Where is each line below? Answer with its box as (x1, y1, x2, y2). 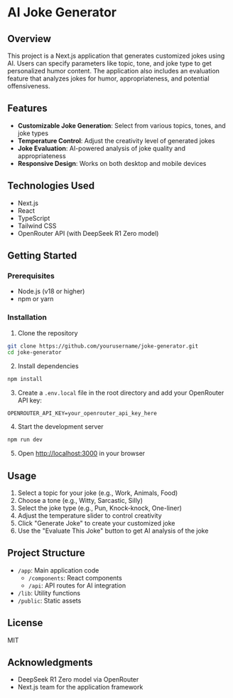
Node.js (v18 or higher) (17, 287, 85, 296)
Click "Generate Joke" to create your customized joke (17, 519, 175, 527)
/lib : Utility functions (17, 588, 80, 597)
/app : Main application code (17, 566, 99, 574)
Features (7, 103, 48, 115)
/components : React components (28, 573, 122, 582)
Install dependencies (17, 362, 80, 370)
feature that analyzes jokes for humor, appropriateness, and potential (7, 74, 210, 83)
